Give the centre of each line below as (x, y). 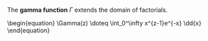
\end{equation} (28, 30)
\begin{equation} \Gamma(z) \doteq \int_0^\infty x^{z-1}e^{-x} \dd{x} (104, 23)
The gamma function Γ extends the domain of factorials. (88, 10)
